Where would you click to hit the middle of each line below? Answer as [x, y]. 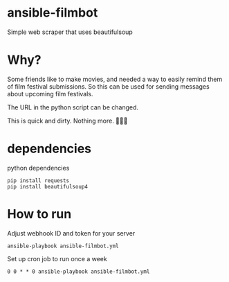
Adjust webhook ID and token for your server [71, 233]
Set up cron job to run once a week [57, 258]
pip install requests [38, 180]
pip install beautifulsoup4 [48, 186]
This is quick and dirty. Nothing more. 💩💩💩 [67, 121]
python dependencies [38, 168]
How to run [39, 214]
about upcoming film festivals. [50, 94]
